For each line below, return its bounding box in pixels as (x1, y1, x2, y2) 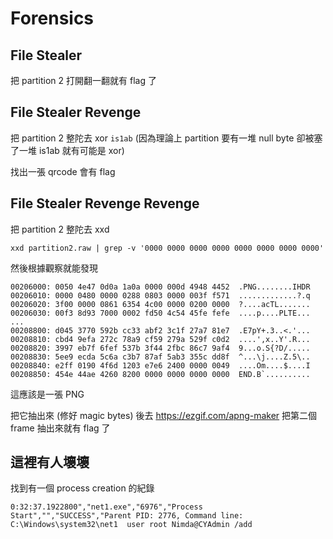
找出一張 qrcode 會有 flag (10, 165, 116, 177)
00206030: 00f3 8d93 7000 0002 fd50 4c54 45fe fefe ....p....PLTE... (10, 308, 311, 318)
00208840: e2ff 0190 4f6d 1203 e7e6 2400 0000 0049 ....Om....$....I (10, 360, 311, 371)
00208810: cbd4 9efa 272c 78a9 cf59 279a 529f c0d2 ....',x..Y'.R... (10, 334, 311, 344)
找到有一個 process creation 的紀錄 (10, 482, 155, 494)
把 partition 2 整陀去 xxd (10, 223, 110, 235)
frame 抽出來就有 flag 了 (10, 422, 111, 434)
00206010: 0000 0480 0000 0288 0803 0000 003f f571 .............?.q (10, 290, 311, 301)
